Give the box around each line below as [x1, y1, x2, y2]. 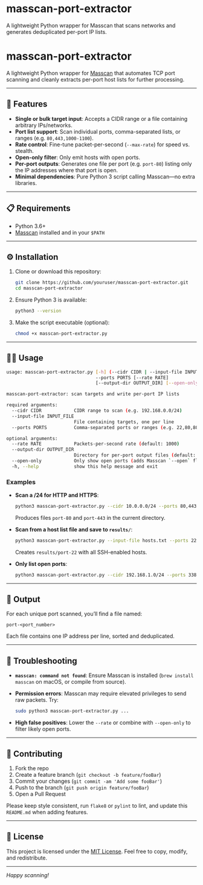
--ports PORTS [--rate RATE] [95, 374, 169, 381]
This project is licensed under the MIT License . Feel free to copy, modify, [6, 848, 188, 855]
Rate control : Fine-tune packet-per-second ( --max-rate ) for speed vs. [14, 141, 190, 148]
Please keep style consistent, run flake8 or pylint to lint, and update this [6, 802, 188, 809]
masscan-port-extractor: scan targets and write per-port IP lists [6, 391, 180, 397]
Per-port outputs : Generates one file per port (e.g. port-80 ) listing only [14, 160, 192, 167]
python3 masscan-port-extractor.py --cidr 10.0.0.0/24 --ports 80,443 [14, 504, 197, 510]
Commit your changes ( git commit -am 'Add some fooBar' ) [14, 777, 163, 785]
